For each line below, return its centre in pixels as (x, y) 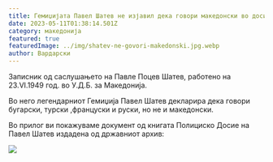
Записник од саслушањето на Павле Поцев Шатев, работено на (120, 77)
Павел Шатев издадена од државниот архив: (87, 134)
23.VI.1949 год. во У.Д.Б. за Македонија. (78, 85)
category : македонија (45, 31)
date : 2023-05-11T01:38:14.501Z (63, 23)
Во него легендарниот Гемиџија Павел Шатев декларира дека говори (129, 101)
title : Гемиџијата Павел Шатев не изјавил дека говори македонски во (129, 16)
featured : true (34, 38)
